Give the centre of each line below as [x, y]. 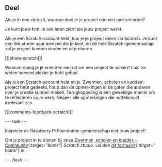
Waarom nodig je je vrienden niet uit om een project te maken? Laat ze [75, 67]
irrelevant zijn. [19, 102]
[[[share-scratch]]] [24, 58]
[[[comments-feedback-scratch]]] [39, 112]
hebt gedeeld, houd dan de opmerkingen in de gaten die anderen [85, 87]
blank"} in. [15, 150]
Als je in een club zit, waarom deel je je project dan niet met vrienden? [75, 19]
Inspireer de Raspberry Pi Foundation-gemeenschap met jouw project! [75, 131]
